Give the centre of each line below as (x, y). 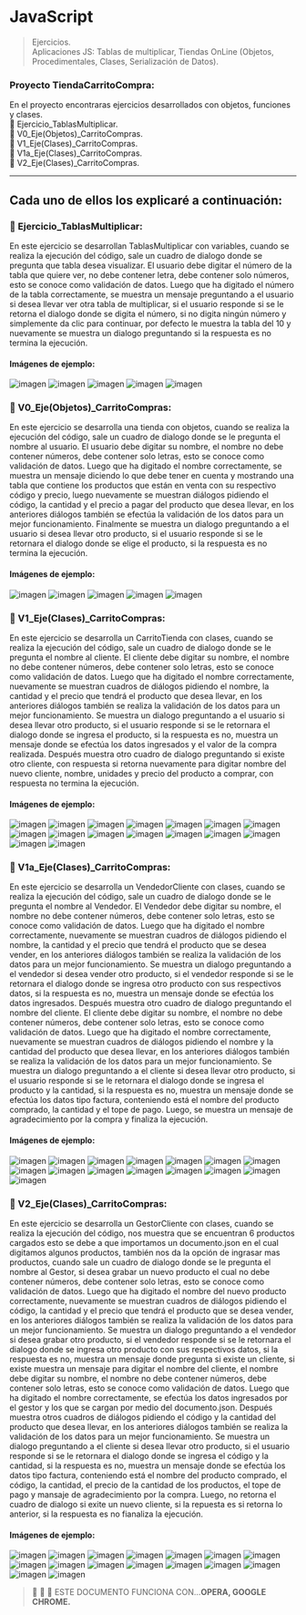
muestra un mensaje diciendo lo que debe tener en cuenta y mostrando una (152, 476)
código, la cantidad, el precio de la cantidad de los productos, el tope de (145, 1485)
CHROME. (51, 1602)
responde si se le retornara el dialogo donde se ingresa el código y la (139, 1456)
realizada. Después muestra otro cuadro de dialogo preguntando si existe (147, 754)
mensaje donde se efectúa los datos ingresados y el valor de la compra (143, 744)
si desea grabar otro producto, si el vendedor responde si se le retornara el (150, 1339)
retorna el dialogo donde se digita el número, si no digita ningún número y (148, 314)
